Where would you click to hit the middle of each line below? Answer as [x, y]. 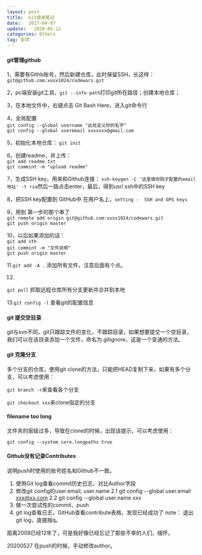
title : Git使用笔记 [31, 17]
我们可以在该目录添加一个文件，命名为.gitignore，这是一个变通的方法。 [95, 340]
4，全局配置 [22, 118]
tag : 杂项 [18, 40]
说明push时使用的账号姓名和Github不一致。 [61, 471]
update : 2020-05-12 [34, 29]
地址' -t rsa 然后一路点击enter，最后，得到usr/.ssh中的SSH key [86, 186]
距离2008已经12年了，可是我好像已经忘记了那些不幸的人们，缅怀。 [90, 533]
